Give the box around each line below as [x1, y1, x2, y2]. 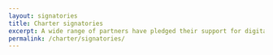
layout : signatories [8, 11, 79, 20]
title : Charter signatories [8, 19, 104, 27]
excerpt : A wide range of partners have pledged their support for [8, 27, 242, 35]
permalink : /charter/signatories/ [8, 34, 126, 43]
